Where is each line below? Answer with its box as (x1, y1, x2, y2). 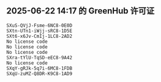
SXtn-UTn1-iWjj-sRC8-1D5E (6, 28, 72, 34)
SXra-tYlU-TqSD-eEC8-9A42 (6, 54, 72, 61)
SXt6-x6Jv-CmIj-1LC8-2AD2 (6, 33, 72, 39)
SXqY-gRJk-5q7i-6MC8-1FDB (6, 65, 72, 72)
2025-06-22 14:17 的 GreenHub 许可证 (6, 6, 155, 17)
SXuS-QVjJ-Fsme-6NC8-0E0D (6, 22, 72, 29)
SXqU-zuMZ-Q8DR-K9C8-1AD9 (6, 70, 72, 76)
